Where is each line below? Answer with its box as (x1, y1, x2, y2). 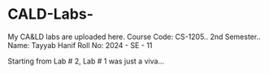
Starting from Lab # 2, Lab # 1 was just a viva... (7, 56, 164, 66)
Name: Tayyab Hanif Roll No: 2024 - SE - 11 (7, 40, 153, 50)
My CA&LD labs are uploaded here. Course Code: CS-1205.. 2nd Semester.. (7, 32, 261, 41)
